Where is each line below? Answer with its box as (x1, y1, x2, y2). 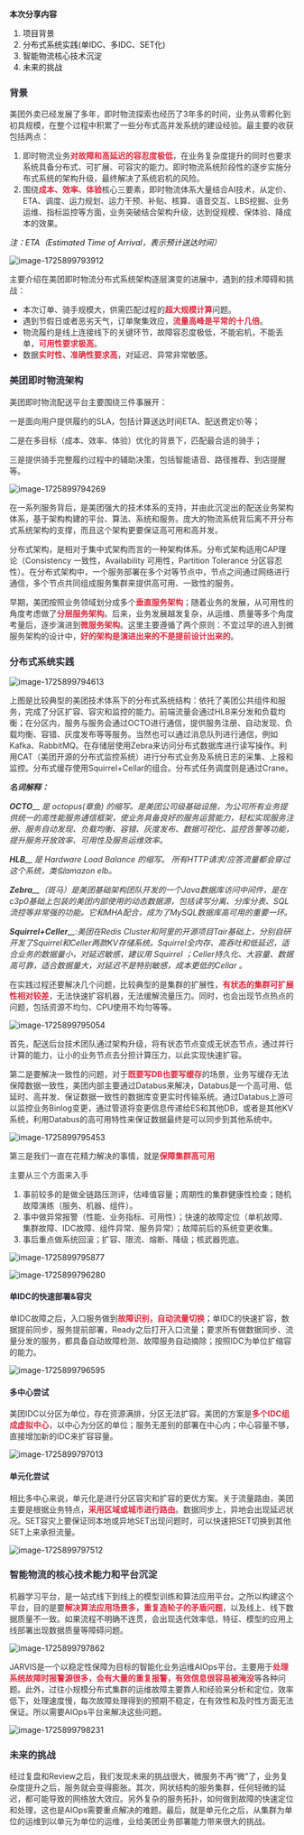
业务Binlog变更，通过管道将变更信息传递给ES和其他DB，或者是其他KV (32, 1102, 293, 1113)
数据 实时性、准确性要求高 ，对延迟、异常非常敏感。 (22, 349, 213, 360)
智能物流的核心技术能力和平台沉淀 (9, 1569, 158, 1581)
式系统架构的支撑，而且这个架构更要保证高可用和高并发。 (9, 524, 223, 535)
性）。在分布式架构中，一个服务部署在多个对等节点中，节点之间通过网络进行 (9, 566, 290, 576)
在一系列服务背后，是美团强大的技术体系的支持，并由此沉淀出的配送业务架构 (9, 502, 294, 512)
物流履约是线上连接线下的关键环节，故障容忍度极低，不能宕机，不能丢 (22, 327, 284, 337)
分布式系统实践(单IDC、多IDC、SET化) (22, 40, 166, 50)
